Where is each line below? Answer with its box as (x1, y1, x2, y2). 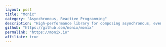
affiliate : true (5, 35, 39, 40)
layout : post (5, 7, 32, 12)
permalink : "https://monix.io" (5, 30, 70, 35)
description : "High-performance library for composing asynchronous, (5, 21, 152, 26)
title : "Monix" (5, 12, 37, 17)
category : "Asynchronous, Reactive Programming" (5, 16, 107, 21)
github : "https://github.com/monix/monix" (5, 25, 94, 30)
